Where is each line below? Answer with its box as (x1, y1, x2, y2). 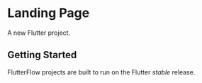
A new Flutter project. (7, 28, 71, 37)
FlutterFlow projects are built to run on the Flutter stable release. (7, 67, 196, 76)
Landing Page (7, 5, 90, 21)
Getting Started (7, 49, 77, 61)
